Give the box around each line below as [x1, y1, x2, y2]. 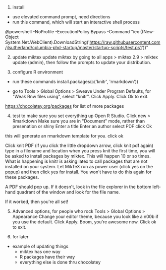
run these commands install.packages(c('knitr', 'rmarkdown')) [12, 79, 139, 84]
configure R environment [12, 69, 63, 75]
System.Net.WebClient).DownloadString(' [5, 39, 90, 45]
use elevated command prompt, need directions [12, 14, 111, 19]
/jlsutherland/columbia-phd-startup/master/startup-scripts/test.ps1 [5, 45, 142, 50]
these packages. [5, 174, 39, 180]
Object [5, 34, 19, 40]
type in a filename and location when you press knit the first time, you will [5, 148, 155, 153]
